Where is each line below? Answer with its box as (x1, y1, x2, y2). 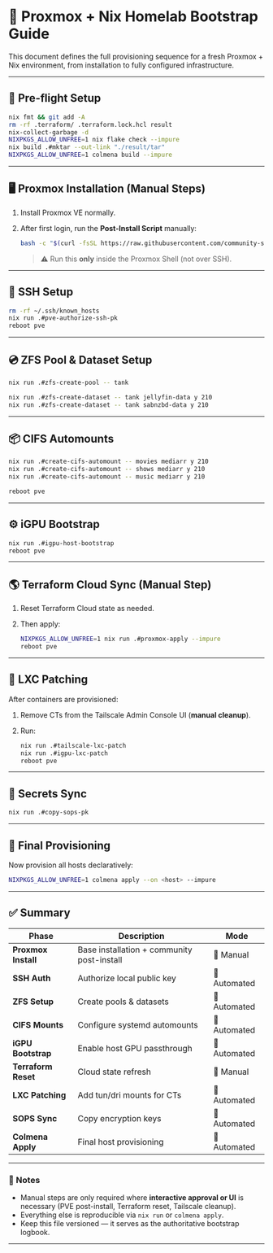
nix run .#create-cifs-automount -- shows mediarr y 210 (8, 465, 206, 474)
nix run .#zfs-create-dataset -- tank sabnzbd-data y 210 (8, 400, 209, 409)
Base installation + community (77, 944, 193, 955)
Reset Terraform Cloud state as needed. (19, 604, 154, 613)
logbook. (19, 1227, 50, 1237)
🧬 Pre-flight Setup (8, 91, 102, 105)
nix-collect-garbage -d (8, 128, 89, 137)
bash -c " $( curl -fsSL (19, 239, 97, 247)
